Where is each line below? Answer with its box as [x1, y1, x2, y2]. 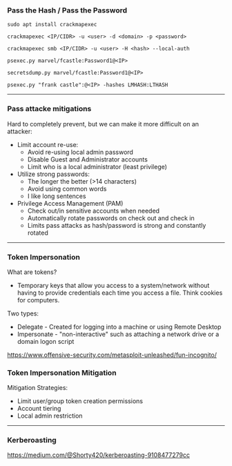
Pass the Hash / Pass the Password [7, 6, 128, 15]
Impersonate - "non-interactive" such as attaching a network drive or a [17, 330, 220, 338]
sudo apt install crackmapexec [7, 21, 97, 28]
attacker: [7, 127, 32, 135]
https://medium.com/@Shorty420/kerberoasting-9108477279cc [7, 451, 190, 459]
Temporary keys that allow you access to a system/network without [17, 281, 210, 289]
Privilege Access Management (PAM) [17, 199, 124, 207]
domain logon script [17, 337, 75, 345]
